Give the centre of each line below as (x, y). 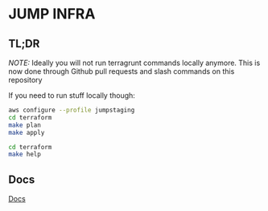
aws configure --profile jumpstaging (72, 110)
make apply (27, 132)
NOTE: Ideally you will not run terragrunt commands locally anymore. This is (134, 63)
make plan (25, 125)
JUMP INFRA (52, 14)
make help (25, 154)
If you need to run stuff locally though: (72, 95)
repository (25, 80)
